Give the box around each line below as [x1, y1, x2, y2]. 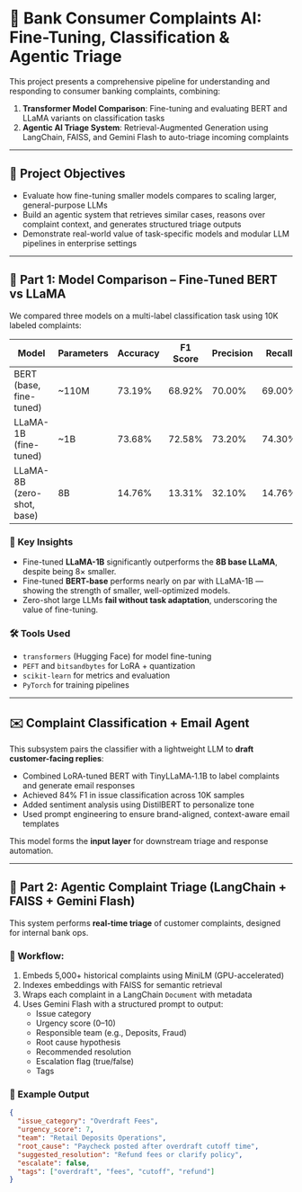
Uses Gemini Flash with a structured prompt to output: [22, 999, 224, 1010]
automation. [9, 845, 54, 856]
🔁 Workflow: [9, 949, 65, 962]
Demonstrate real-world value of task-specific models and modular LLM [22, 228, 290, 239]
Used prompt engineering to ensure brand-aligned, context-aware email [22, 808, 290, 819]
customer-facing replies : [9, 752, 104, 763]
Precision [211, 346, 253, 359]
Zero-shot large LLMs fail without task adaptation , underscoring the [22, 594, 278, 605]
